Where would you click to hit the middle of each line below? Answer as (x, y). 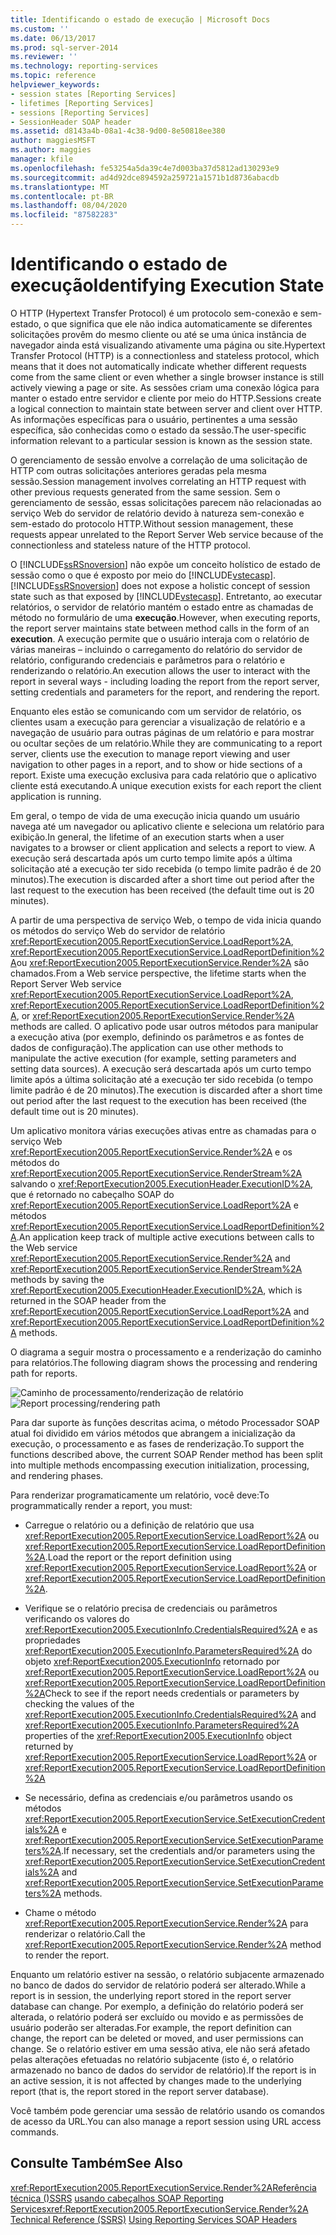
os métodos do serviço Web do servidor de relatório (118, 930)
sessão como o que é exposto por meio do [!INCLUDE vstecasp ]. (143, 575)
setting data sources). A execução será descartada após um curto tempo (161, 1068)
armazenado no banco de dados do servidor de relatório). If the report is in (163, 2070)
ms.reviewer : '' (44, 57)
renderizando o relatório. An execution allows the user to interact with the (160, 670)
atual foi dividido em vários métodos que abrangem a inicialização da (153, 1433)
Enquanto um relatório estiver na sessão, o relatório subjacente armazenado (167, 1974)
